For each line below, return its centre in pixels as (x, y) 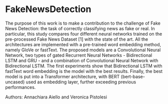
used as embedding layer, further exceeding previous (81, 82)
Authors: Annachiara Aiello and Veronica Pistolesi (56, 97)
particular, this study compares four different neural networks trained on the (84, 34)
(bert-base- (133, 76)
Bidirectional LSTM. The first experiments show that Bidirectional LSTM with (84, 66)
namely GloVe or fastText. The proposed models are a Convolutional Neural (83, 50)
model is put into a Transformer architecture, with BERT (62, 76)
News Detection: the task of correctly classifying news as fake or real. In (80, 28)
